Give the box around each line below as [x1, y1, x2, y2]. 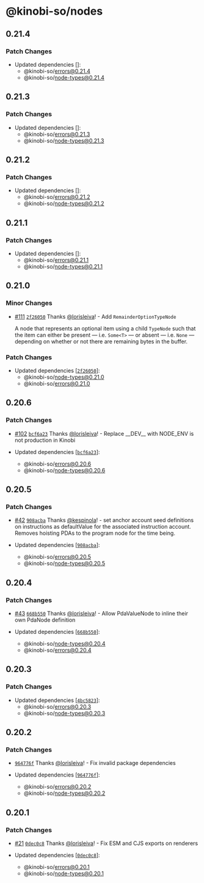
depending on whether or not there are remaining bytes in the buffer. [14, 338, 188, 345]
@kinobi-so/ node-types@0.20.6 [23, 466, 106, 474]
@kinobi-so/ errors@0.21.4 [23, 67, 91, 75]
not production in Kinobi [14, 436, 76, 444]
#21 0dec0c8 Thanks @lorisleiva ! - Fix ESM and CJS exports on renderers [14, 840, 199, 847]
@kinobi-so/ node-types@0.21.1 [23, 263, 103, 270]
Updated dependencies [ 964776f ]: [14, 771, 100, 778]
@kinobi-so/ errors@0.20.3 [23, 702, 92, 710]
